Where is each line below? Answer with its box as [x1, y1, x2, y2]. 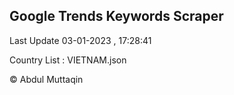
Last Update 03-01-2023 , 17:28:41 [9, 34, 152, 46]
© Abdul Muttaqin [9, 73, 84, 85]
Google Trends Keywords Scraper [9, 8, 224, 25]
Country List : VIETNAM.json [9, 54, 127, 66]
